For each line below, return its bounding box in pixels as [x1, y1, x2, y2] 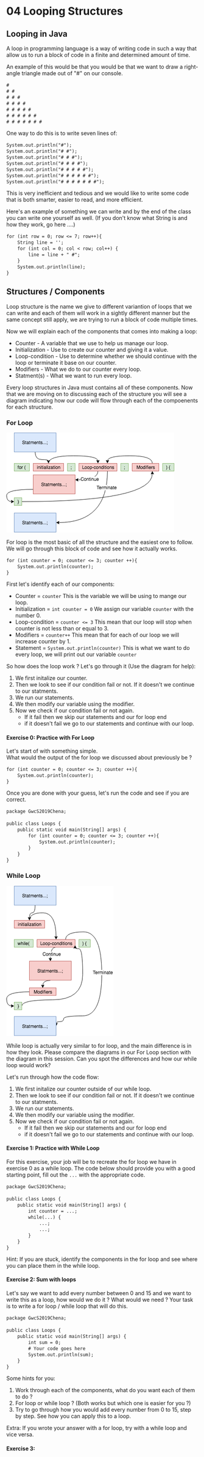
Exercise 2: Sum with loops [6, 1276, 76, 1284]
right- [184, 63, 199, 70]
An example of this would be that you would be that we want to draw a [6, 63, 183, 70]
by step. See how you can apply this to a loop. [15, 1412, 132, 1420]
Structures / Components [6, 287, 105, 297]
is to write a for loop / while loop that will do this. [6, 1302, 128, 1310]
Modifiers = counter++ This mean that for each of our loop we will [15, 631, 180, 639]
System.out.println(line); [17, 264, 86, 270]
